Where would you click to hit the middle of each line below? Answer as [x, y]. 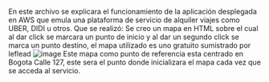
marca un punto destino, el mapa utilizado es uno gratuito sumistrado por [130, 45]
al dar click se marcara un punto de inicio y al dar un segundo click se [124, 37]
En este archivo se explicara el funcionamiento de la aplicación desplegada [132, 12]
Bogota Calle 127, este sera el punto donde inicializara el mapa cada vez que [134, 62]
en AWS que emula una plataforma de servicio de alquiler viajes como [124, 20]
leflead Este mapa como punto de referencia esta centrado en [126, 54]
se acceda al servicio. [45, 70]
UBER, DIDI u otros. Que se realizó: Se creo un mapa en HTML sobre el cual [133, 28]
